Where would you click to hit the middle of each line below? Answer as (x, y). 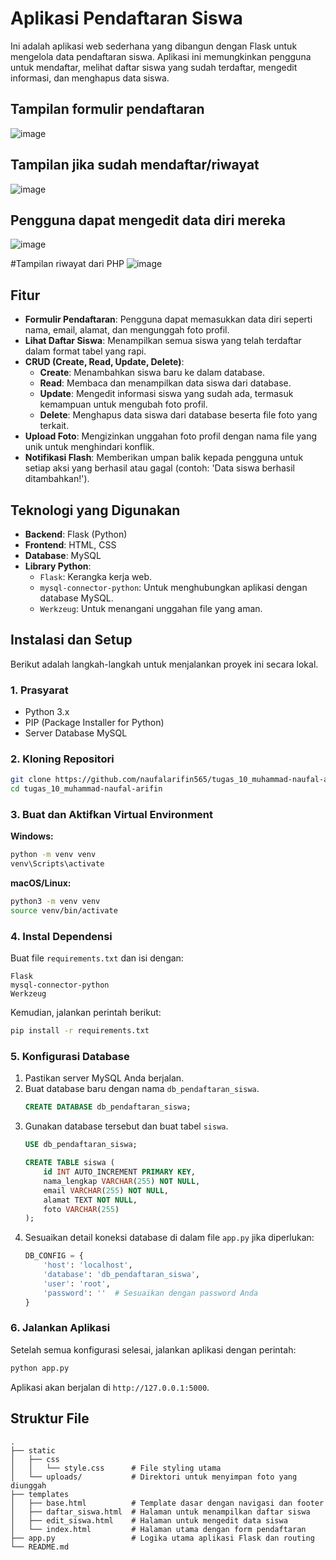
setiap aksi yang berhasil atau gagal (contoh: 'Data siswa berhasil (159, 468)
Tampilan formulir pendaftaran (107, 109)
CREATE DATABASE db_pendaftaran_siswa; (108, 1107)
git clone (31, 780)
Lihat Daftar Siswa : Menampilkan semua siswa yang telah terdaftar (163, 341)
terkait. (54, 426)
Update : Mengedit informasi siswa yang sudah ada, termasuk (166, 394)
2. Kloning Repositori (62, 759)
